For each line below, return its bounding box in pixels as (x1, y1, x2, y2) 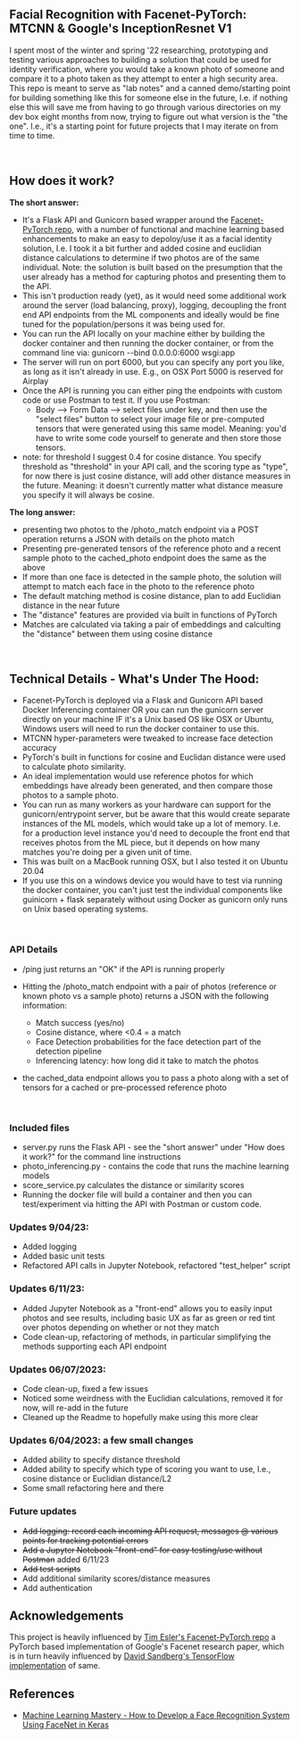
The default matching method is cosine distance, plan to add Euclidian (21, 590, 281, 601)
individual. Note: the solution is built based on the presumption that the (21, 262, 283, 272)
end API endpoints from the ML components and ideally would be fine (21, 309, 279, 320)
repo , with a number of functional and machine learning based (54, 223, 285, 235)
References (9, 1686, 75, 1702)
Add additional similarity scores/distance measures (21, 1573, 212, 1584)
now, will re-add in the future (21, 1402, 129, 1413)
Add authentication (21, 1582, 93, 1593)
